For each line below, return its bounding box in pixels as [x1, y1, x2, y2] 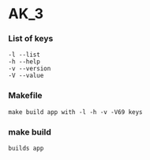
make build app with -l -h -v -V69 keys [8, 108, 144, 116]
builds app [8, 144, 44, 153]
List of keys [8, 33, 54, 44]
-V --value [8, 72, 44, 80]
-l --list [8, 51, 41, 59]
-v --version [8, 65, 51, 73]
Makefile [8, 90, 43, 101]
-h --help [8, 58, 41, 66]
